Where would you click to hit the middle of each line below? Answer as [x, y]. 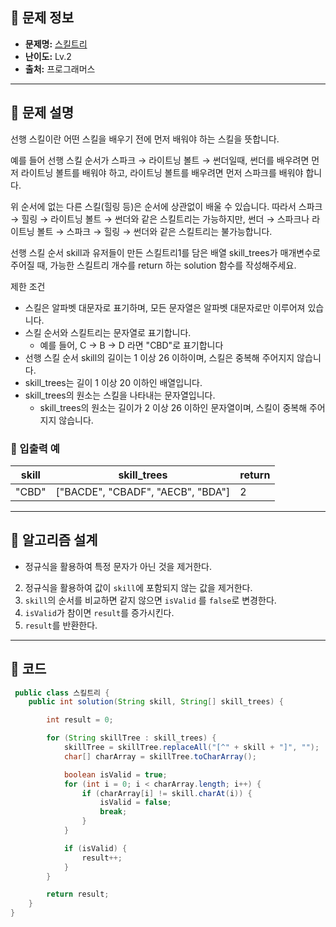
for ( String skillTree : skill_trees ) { [131, 738]
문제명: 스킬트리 [56, 44]
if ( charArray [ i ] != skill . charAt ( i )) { [167, 793]
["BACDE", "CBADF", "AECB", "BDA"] [143, 491]
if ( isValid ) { [95, 848]
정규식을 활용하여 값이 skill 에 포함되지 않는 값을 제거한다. [138, 587]
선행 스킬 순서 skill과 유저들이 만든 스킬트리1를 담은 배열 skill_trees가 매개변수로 [165, 252]
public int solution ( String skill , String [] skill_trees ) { [156, 702]
